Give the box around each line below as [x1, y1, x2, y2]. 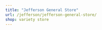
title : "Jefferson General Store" [5, 7, 79, 13]
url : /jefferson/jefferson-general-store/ [5, 12, 97, 17]
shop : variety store [5, 17, 49, 22]
